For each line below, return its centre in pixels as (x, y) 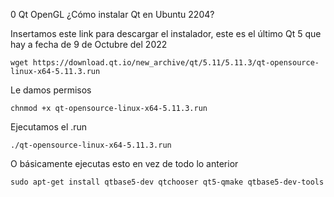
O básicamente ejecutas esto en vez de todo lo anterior (124, 163)
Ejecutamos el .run (49, 127)
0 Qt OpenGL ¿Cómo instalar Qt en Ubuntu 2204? (112, 14)
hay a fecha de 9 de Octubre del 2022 (89, 44)
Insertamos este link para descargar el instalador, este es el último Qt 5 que (166, 33)
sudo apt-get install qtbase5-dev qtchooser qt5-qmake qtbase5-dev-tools (167, 182)
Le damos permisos (51, 90)
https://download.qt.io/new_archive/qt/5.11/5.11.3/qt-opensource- (176, 63)
